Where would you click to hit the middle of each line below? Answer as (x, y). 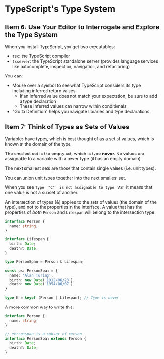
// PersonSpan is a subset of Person (44, 334)
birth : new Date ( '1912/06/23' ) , (43, 280)
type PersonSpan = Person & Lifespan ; (45, 262)
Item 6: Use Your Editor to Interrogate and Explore (82, 27)
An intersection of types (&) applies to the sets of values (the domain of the (81, 202)
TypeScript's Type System (60, 9)
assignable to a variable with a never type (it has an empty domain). (73, 158)
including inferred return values (44, 91)
